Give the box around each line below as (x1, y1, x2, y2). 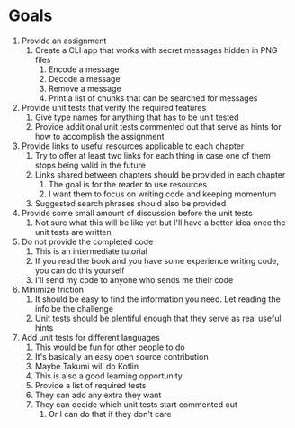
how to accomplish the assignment (34, 131, 165, 141)
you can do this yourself (34, 265, 125, 276)
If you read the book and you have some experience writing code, (34, 255, 280, 266)
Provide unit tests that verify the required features (21, 102, 207, 113)
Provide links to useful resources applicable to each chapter (21, 141, 245, 151)
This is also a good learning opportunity (34, 370, 183, 381)
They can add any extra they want (34, 389, 162, 400)
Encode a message (48, 64, 120, 75)
